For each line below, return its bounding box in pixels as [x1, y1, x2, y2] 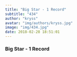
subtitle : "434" [5, 12, 38, 16]
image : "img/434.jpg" [5, 25, 49, 30]
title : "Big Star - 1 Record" [5, 7, 67, 12]
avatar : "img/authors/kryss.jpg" [5, 20, 73, 26]
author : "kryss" [5, 16, 38, 21]
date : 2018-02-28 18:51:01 [5, 29, 60, 34]
